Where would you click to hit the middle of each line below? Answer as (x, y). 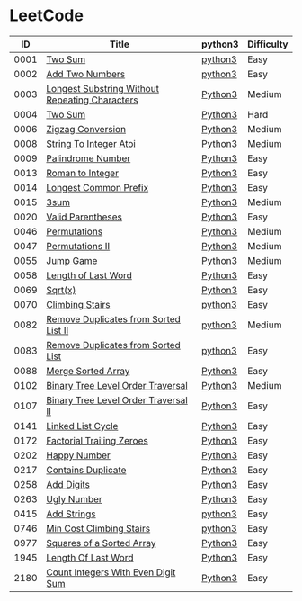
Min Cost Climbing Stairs (98, 528)
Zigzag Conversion (86, 129)
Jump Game (72, 260)
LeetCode (46, 16)
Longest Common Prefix (98, 187)
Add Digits (68, 484)
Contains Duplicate (86, 470)
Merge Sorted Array (88, 371)
